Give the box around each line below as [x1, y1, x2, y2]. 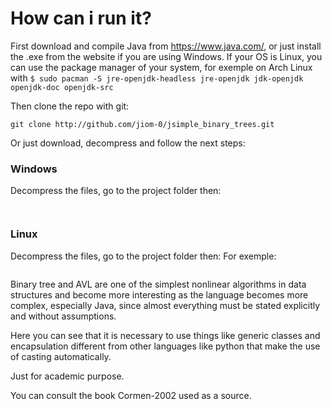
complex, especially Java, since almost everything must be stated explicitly [10, 299, 321, 311]
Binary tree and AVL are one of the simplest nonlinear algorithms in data [10, 278, 307, 290]
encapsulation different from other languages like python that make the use [10, 340, 321, 352]
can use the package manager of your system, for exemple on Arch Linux [10, 61, 313, 73]
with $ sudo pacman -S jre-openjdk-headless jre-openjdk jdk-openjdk [10, 72, 304, 84]
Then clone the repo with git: [10, 100, 130, 112]
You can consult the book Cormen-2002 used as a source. [10, 389, 252, 401]
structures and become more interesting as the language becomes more [10, 288, 309, 301]
